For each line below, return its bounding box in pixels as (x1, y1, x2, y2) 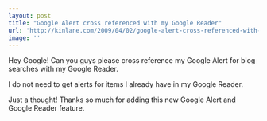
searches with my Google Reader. (8, 64, 119, 74)
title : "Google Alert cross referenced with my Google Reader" (8, 19, 222, 27)
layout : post (8, 11, 52, 20)
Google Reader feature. (8, 103, 85, 113)
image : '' (8, 33, 41, 42)
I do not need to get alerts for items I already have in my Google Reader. (8, 80, 244, 89)
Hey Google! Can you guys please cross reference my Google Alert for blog (8, 56, 256, 65)
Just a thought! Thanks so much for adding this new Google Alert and (8, 95, 236, 104)
